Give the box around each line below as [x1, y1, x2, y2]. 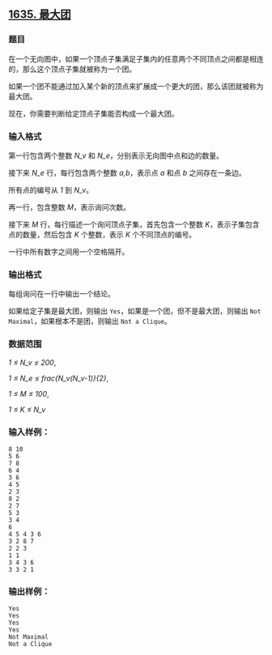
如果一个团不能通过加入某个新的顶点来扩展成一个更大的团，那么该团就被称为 [8, 81, 264, 91]
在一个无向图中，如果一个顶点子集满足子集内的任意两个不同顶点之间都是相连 [8, 53, 264, 63]
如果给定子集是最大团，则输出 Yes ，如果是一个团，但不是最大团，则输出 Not [8, 306, 261, 316]
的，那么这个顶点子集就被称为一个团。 [8, 64, 136, 74]
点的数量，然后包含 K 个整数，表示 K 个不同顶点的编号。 [8, 229, 197, 239]
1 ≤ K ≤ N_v [8, 404, 46, 415]
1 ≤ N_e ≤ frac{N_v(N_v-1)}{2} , [8, 373, 109, 383]
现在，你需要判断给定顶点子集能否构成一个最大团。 [8, 108, 179, 118]
